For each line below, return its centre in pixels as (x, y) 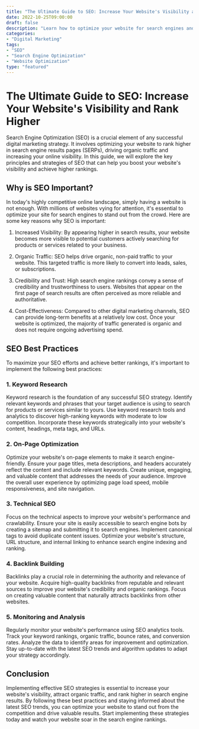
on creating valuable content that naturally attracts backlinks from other (94, 596)
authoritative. (31, 299)
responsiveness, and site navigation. (51, 488)
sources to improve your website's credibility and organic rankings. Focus (96, 589)
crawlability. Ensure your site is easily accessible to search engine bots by (97, 523)
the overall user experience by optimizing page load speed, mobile (87, 482)
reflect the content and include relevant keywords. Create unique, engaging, (99, 469)
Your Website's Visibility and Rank (92, 109)
